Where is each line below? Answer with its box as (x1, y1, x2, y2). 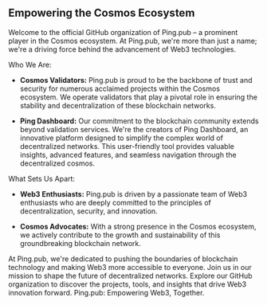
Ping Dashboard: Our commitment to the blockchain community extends (19, 115, 259, 126)
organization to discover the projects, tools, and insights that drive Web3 (8, 279, 247, 289)
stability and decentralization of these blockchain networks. (19, 100, 217, 110)
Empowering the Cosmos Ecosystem (8, 6, 195, 20)
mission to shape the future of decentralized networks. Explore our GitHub (8, 271, 253, 280)
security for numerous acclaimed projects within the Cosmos (19, 84, 221, 93)
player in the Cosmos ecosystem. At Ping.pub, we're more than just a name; (8, 36, 257, 45)
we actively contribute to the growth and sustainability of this (19, 230, 221, 240)
